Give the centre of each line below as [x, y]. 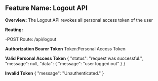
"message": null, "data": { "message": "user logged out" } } [65, 63]
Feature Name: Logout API [46, 8]
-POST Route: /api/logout [31, 39]
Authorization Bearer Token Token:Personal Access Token [65, 48]
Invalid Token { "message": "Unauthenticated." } [55, 73]
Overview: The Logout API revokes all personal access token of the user [79, 20]
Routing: [14, 30]
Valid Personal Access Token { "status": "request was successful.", [74, 58]
